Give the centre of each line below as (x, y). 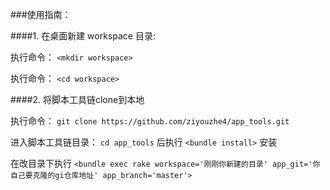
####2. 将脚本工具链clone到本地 (77, 99)
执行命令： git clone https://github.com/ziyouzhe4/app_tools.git (150, 121)
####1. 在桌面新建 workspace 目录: (83, 36)
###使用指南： (41, 14)
